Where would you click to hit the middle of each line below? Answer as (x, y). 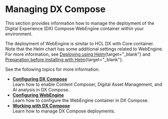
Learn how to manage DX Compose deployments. (64, 111)
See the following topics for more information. (53, 69)
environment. (19, 34)
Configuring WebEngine (38, 95)
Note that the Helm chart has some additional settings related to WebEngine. (84, 49)
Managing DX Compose (55, 9)
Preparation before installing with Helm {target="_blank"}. (64, 59)
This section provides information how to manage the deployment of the (80, 23)
